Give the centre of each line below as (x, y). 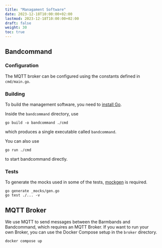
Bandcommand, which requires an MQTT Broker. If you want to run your (77, 227)
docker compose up (24, 241)
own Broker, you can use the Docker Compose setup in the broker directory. (81, 232)
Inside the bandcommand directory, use (42, 114)
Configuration (22, 66)
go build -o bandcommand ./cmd (37, 123)
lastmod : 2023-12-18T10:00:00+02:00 (42, 18)
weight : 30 (16, 28)
